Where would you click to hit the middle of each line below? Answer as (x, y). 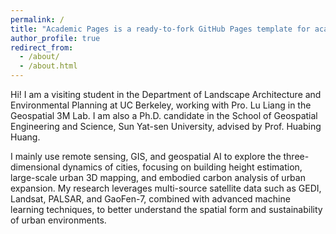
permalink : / (37, 19)
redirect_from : (42, 47)
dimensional (35, 167)
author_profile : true (55, 38)
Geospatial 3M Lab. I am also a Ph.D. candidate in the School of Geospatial (164, 115)
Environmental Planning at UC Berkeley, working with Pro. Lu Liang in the (161, 105)
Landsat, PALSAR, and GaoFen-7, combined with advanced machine (150, 199)
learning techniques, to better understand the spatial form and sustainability (166, 209)
